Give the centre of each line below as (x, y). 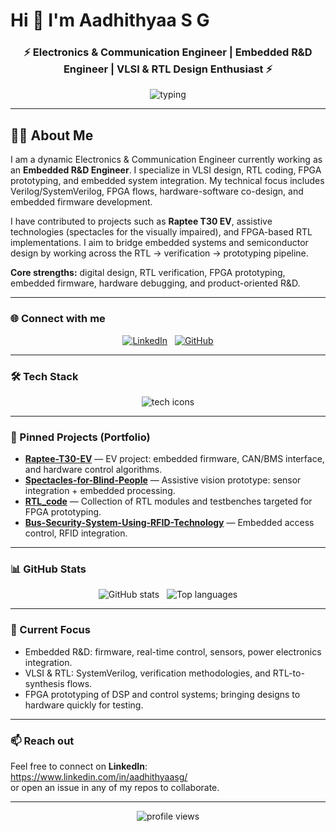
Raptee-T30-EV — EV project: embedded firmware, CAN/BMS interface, (174, 459)
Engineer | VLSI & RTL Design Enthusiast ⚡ (168, 69)
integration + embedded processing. (100, 491)
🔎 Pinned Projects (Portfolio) (80, 437)
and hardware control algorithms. (93, 470)
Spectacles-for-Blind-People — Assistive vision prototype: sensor (163, 480)
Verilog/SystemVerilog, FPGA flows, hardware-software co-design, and (157, 191)
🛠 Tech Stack (44, 376)
